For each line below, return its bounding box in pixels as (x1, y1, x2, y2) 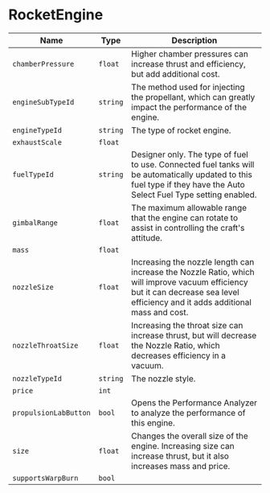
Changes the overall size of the (131, 430, 249, 442)
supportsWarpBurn (12, 473, 79, 483)
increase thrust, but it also (131, 450, 229, 462)
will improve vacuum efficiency (131, 276, 248, 287)
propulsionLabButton (12, 408, 91, 417)
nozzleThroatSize (12, 340, 79, 350)
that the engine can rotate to (131, 212, 239, 223)
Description (171, 35, 218, 46)
